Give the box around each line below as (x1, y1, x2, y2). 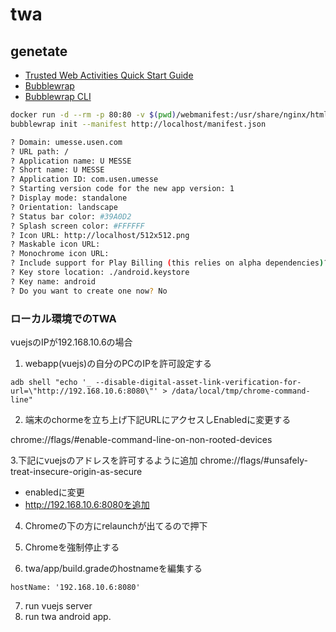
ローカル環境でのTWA (10, 311, 117, 325)
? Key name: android (10, 276, 97, 287)
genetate (10, 43, 68, 60)
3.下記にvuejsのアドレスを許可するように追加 (10, 454, 198, 466)
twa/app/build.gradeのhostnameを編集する (24, 562, 203, 574)
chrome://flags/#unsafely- (199, 454, 308, 466)
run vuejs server (24, 599, 93, 612)
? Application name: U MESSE (10, 156, 132, 166)
